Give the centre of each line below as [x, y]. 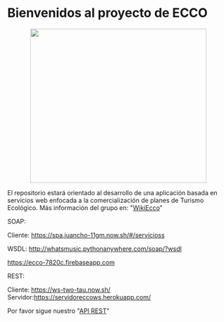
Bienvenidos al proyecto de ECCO [107, 13]
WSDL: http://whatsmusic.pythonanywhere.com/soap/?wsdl [94, 249]
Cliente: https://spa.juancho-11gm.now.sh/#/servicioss [86, 235]
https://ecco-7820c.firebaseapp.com [61, 262]
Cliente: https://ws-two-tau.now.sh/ [59, 290]
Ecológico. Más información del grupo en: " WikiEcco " [85, 208]
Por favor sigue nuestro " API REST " [58, 311]
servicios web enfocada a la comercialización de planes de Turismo [106, 200]
